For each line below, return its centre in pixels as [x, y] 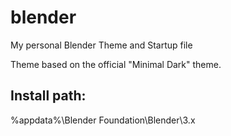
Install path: [48, 96]
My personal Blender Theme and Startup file [101, 45]
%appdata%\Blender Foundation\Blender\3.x [103, 120]
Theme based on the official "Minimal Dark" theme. [116, 64]
